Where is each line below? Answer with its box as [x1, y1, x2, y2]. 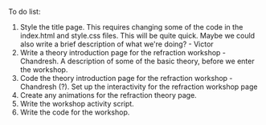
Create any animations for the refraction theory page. [19, 91, 197, 99]
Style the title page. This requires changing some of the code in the [19, 22, 243, 31]
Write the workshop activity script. [19, 99, 134, 108]
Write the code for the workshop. [19, 107, 130, 117]
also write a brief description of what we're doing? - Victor [19, 39, 215, 49]
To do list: [8, 7, 41, 16]
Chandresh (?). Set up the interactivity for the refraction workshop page [19, 82, 258, 91]
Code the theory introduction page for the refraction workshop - [19, 74, 233, 83]
